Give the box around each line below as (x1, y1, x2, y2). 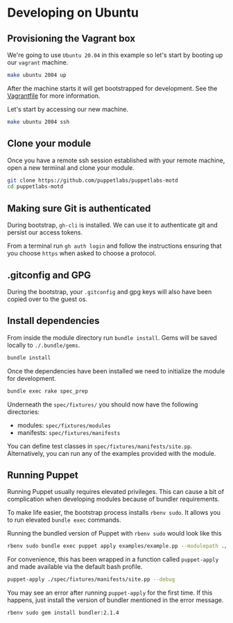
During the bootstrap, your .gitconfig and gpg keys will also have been (7, 287, 212, 296)
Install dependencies (7, 315, 100, 327)
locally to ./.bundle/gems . (7, 341, 80, 349)
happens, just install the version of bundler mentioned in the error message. (7, 596, 224, 604)
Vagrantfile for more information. (7, 92, 101, 100)
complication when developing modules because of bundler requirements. (7, 495, 220, 504)
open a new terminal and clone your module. (7, 163, 135, 171)
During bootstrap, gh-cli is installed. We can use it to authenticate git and (7, 221, 218, 230)
